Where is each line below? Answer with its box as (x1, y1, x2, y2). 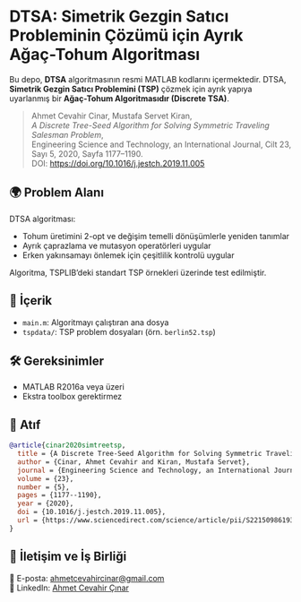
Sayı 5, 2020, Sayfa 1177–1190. (30, 148, 143, 159)
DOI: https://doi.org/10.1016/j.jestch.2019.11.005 (30, 158, 205, 168)
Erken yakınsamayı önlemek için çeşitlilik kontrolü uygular (21, 249, 235, 261)
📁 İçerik (9, 293, 53, 308)
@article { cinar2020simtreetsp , (9, 441, 126, 450)
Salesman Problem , (30, 129, 104, 140)
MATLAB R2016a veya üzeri (21, 382, 125, 392)
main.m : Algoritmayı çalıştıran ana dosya (21, 316, 169, 328)
